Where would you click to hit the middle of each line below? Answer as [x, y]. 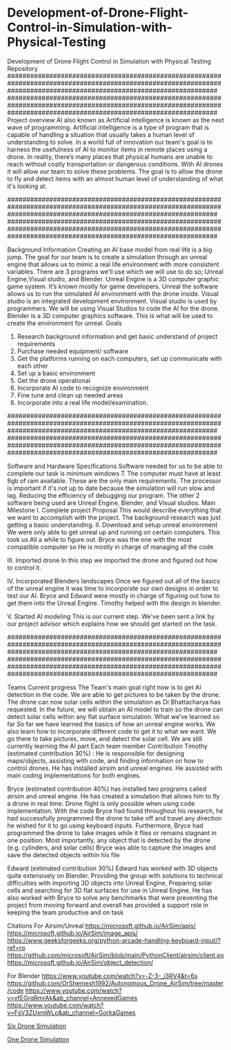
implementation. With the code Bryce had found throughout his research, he [115, 811]
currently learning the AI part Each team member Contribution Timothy [108, 746]
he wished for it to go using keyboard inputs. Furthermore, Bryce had [105, 825]
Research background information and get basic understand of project [117, 336]
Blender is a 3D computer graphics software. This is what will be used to [110, 315]
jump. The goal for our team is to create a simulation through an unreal [108, 256]
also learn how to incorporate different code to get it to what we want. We [112, 731]
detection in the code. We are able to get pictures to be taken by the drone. [114, 694]
